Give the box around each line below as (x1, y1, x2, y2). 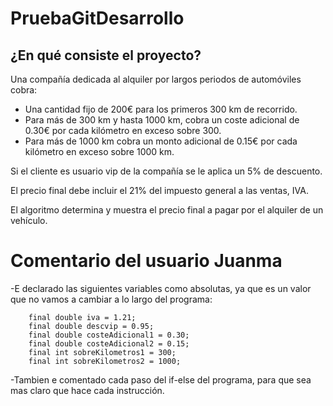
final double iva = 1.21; (28, 312, 137, 322)
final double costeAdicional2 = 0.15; (28, 338, 190, 349)
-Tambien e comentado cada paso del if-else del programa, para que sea (10, 373, 312, 386)
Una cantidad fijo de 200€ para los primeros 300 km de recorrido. (24, 103, 298, 115)
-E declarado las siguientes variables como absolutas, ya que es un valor (10, 282, 312, 294)
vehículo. (10, 215, 48, 226)
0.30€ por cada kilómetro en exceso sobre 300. (24, 125, 222, 136)
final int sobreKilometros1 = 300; (28, 347, 177, 357)
